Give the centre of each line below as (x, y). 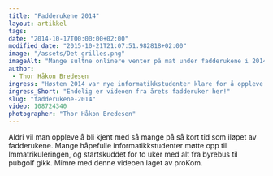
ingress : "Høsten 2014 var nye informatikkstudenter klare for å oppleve (136, 84)
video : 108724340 (38, 106)
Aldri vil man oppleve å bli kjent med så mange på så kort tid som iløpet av (132, 137)
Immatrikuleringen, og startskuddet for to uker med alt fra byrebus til (123, 154)
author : (22, 69)
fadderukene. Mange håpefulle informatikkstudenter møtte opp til (118, 146)
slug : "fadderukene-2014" (52, 99)
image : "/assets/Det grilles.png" (67, 54)
